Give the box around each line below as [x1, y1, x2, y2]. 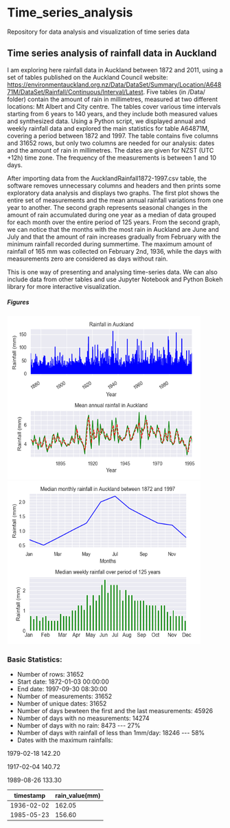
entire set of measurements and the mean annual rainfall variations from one [7, 196, 224, 204]
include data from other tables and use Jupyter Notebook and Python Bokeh [7, 275, 223, 283]
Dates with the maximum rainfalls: [16, 736, 113, 744]
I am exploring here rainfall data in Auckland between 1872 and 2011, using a [7, 65, 223, 74]
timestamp [13, 791, 46, 799]
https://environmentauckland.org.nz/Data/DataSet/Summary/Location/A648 [7, 80, 222, 89]
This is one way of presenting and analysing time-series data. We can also [7, 268, 218, 276]
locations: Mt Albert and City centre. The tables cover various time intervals [7, 102, 221, 111]
